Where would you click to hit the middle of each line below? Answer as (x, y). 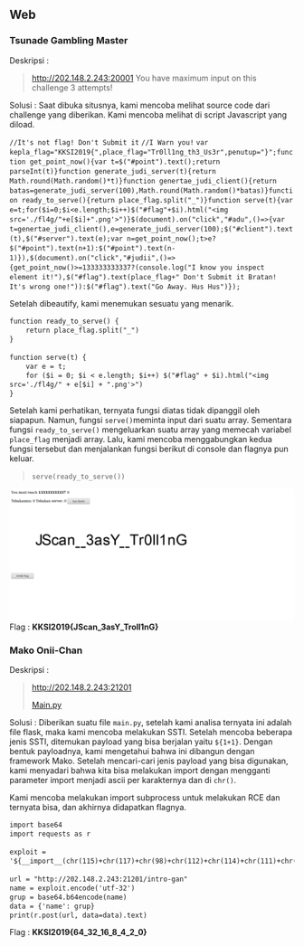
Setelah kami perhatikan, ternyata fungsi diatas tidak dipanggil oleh (135, 410)
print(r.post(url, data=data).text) (78, 916)
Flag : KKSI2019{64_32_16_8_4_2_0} (78, 932)
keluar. (22, 458)
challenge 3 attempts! (72, 87)
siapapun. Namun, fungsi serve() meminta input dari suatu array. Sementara (151, 420)
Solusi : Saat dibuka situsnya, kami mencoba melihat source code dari (140, 105)
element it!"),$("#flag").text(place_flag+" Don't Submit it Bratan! (143, 277)
